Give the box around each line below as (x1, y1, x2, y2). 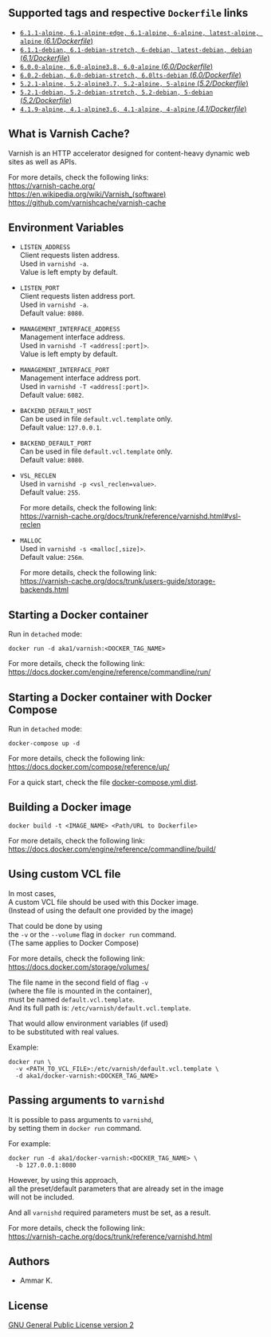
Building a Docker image (8, 800, 132, 814)
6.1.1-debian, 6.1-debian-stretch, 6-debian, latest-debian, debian (19, 46, 253, 54)
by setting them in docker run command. (8, 1123, 142, 1133)
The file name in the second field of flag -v (8, 978, 149, 987)
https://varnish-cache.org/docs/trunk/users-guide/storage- (19, 577, 216, 586)
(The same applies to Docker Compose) (8, 938, 139, 947)
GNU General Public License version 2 (8, 1320, 134, 1330)
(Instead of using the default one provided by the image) (8, 906, 194, 915)
